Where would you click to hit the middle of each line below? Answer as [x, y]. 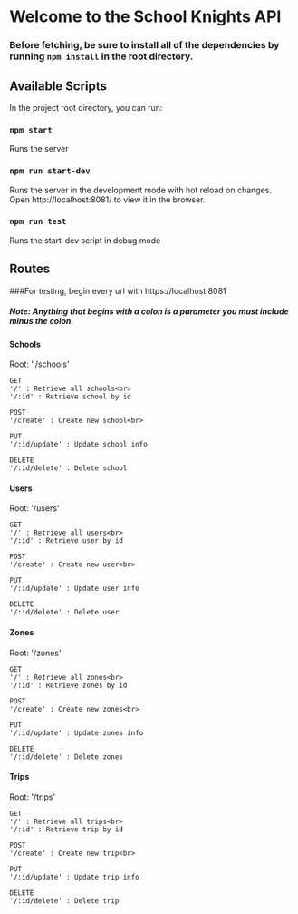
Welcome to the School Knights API [145, 17]
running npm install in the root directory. [101, 56]
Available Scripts [58, 86]
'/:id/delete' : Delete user [64, 613]
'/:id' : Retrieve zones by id [68, 685]
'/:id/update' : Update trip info [75, 877]
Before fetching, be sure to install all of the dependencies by [144, 45]
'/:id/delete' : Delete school [68, 468]
